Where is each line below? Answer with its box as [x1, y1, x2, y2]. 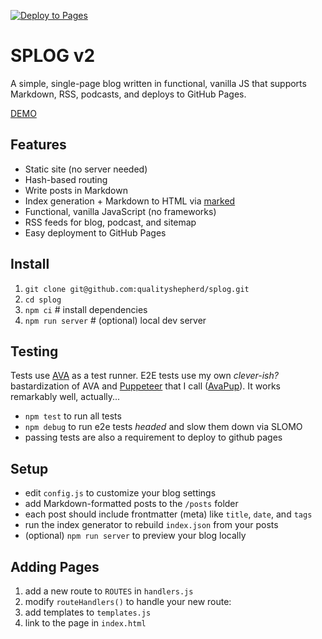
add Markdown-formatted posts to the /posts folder [24, 498, 239, 510]
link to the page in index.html [24, 617, 147, 629]
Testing [10, 343, 59, 360]
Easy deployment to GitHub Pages [24, 226, 167, 239]
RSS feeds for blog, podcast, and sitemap [24, 216, 197, 228]
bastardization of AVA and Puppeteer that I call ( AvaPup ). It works [10, 380, 281, 392]
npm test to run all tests [24, 410, 122, 422]
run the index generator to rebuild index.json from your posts [24, 519, 279, 531]
